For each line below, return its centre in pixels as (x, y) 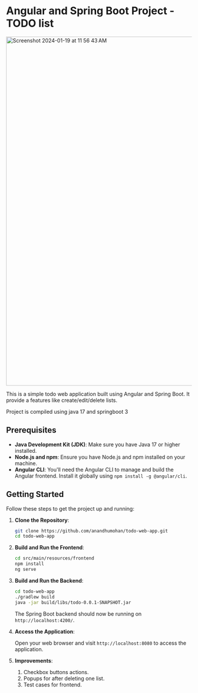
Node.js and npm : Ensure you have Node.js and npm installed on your (100, 457)
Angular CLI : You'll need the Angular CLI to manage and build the (94, 469)
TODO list (30, 23)
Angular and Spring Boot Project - (90, 11)
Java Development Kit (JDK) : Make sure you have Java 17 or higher (98, 444)
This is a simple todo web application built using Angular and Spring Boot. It (98, 394)
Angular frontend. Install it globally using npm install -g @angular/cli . (101, 476)
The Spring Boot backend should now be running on (78, 614)
